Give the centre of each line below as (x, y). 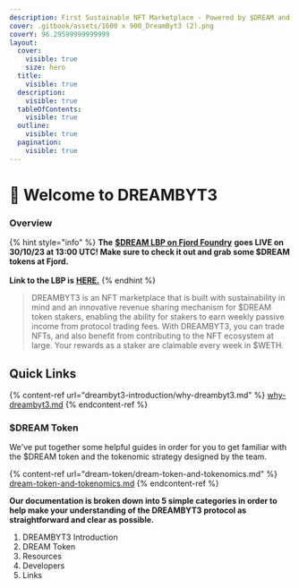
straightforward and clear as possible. (82, 520)
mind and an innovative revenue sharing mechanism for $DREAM (151, 307)
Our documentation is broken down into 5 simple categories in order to (143, 501)
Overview (31, 223)
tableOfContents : (50, 109)
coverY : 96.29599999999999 (60, 34)
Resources (42, 557)
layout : (24, 43)
